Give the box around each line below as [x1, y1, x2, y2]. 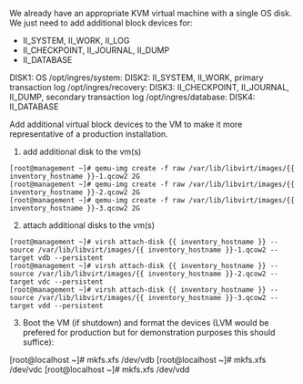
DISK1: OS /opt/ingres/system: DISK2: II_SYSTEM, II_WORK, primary [9, 72, 264, 83]
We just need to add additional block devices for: [9, 17, 193, 28]
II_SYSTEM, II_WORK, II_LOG [22, 36, 130, 46]
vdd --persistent [37, 301, 104, 310]
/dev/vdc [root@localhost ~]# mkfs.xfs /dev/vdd [9, 364, 190, 375]
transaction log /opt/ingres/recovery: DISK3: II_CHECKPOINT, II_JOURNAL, [9, 82, 289, 92]
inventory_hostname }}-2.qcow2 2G [9, 188, 141, 197]
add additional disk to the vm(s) [22, 146, 142, 157]
